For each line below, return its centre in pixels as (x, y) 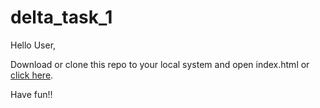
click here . (32, 75)
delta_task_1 (61, 17)
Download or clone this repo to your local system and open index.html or (160, 64)
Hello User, (33, 45)
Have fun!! (31, 94)
